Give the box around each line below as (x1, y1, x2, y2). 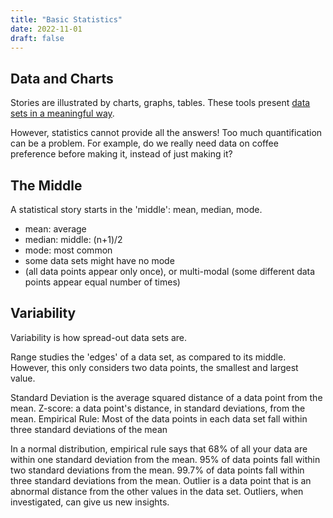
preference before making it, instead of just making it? (10, 148, 233, 160)
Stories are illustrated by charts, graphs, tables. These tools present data (10, 97, 311, 109)
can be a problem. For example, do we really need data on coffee (10, 137, 279, 150)
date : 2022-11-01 (10, 24, 83, 34)
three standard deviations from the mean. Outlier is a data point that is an (10, 474, 312, 486)
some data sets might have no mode (24, 255, 175, 266)
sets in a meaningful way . (10, 107, 115, 120)
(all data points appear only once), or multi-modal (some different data (24, 266, 316, 277)
